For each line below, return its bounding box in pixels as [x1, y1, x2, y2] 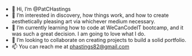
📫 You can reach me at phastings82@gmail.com [11, 43, 130, 50]
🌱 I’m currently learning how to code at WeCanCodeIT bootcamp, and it [11, 24, 184, 31]
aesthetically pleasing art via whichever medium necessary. [11, 18, 156, 24]
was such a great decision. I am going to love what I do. [11, 30, 146, 37]
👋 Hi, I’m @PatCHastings [11, 6, 71, 12]
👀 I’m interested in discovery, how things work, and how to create [11, 12, 169, 19]
